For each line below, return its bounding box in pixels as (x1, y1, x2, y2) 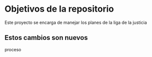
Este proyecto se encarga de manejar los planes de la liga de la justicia (4, 19, 147, 25)
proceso (4, 46, 22, 52)
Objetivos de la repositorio (4, 3, 114, 15)
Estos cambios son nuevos (4, 34, 88, 42)
